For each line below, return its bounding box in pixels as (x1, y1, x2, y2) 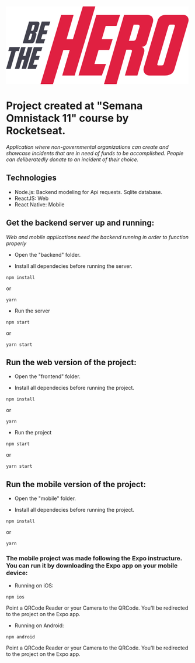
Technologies (6, 173, 57, 183)
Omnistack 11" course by (6, 112, 129, 125)
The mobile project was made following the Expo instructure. (6, 555, 182, 563)
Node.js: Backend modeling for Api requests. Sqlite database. (14, 188, 162, 195)
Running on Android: (14, 622, 64, 629)
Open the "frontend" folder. (14, 373, 81, 380)
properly (6, 240, 27, 247)
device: (6, 569, 28, 577)
